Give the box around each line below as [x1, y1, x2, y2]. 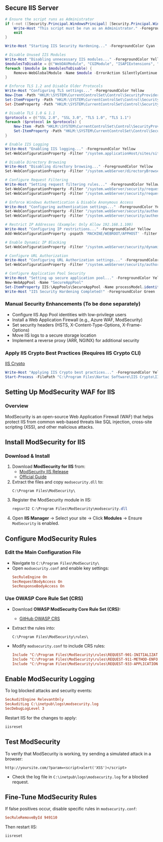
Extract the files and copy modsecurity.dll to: [12, 479, 104, 485]
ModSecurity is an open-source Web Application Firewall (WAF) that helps [5, 413, 154, 419]
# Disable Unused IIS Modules [5, 52, 66, 57]
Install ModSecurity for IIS [5, 438, 86, 446]
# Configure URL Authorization [5, 253, 68, 258]
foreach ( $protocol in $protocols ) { [5, 120, 81, 124]
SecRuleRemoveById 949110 [5, 815, 57, 820]
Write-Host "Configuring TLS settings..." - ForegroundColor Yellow [5, 88, 145, 93]
